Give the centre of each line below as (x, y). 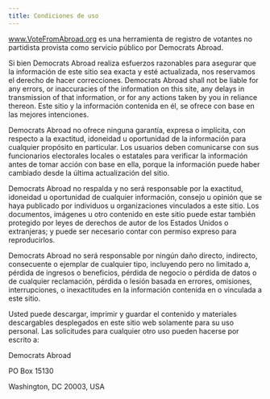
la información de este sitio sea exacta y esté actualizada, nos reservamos (132, 71)
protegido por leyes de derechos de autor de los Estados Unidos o (118, 222)
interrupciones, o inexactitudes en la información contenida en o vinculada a (135, 289)
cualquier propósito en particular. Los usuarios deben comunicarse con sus (134, 147)
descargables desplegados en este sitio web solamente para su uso (121, 322)
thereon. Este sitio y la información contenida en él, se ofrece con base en (132, 106)
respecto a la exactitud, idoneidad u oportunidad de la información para (127, 139)
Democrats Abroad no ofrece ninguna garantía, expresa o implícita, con (127, 130)
